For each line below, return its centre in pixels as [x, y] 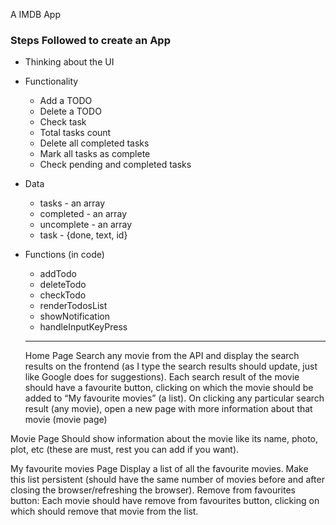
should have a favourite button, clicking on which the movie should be [169, 388]
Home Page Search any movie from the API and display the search [162, 356]
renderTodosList [73, 306]
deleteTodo [63, 285]
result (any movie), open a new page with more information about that [168, 409]
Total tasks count [75, 133]
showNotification [74, 316]
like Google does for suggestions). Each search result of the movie [162, 377]
